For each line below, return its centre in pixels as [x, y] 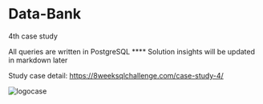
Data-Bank [45, 14]
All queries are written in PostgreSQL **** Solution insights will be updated [131, 51]
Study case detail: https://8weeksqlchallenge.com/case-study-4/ [116, 75]
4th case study [33, 36]
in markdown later [38, 60]
